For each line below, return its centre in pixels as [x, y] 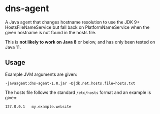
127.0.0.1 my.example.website [38, 106]
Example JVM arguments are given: [41, 74]
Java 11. [13, 47]
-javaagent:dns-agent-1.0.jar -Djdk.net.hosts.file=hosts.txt [70, 83]
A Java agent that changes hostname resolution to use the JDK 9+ [73, 22]
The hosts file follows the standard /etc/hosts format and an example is [78, 92]
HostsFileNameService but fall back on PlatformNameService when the [78, 27]
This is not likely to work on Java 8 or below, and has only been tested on [80, 42]
